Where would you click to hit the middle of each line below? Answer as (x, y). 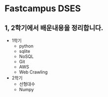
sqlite (25, 51)
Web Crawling (33, 72)
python (26, 46)
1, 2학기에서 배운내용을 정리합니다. (54, 28)
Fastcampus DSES (43, 9)
